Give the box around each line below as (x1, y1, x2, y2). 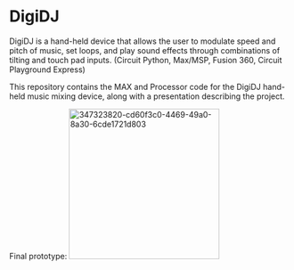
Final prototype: (9, 250, 68, 261)
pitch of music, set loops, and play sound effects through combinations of (9, 45, 281, 55)
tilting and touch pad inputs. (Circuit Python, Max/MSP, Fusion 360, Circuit (9, 54, 282, 65)
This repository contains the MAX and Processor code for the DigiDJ (9, 81, 261, 92)
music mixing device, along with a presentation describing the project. (27, 91, 285, 102)
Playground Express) (9, 64, 86, 75)
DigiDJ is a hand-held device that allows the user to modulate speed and (9, 36, 276, 46)
